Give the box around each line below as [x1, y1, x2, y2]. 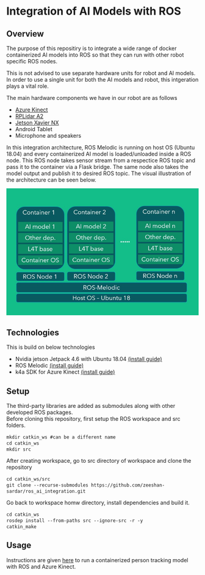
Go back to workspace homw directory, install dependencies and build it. [6, 499, 190, 506]
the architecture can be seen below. [6, 176, 96, 184]
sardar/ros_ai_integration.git [6, 488, 86, 495]
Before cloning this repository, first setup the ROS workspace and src [6, 415, 181, 422]
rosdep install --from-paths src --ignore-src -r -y [6, 517, 143, 524]
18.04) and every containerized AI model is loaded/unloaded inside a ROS [6, 151, 192, 157]
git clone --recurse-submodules [6, 482, 88, 488]
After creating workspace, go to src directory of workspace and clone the [6, 457, 192, 464]
